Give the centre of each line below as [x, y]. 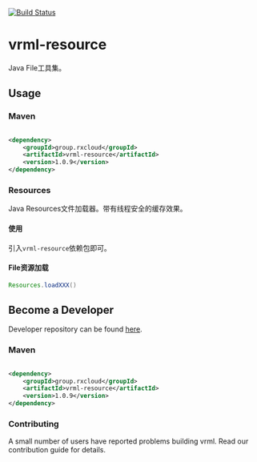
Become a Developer [61, 309]
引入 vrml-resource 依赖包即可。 [60, 247]
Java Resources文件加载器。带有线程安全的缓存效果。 [98, 209]
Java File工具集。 [37, 67]
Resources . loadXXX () [43, 285]
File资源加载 [29, 267]
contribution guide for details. [57, 450]
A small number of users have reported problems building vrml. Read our [128, 441]
